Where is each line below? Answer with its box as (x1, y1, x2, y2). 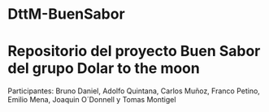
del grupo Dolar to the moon (7, 59, 200, 78)
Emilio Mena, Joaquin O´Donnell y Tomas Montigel (7, 95, 176, 105)
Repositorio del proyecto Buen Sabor (7, 42, 261, 61)
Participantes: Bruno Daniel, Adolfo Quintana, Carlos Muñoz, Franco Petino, (7, 86, 261, 96)
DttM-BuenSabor (7, 5, 125, 24)
